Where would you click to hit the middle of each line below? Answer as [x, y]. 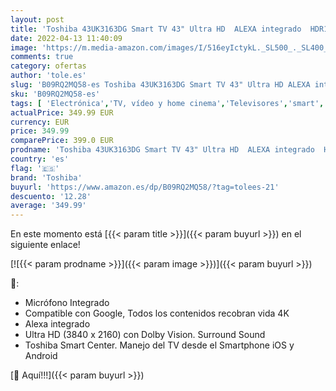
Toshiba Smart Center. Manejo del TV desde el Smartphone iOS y [159, 345]
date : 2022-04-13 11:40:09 [66, 38]
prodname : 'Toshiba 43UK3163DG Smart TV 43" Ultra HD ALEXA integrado [162, 150]
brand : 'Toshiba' [46, 177]
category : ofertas [48, 66]
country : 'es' [40, 159]
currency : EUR [40, 122]
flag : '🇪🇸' [35, 168]
